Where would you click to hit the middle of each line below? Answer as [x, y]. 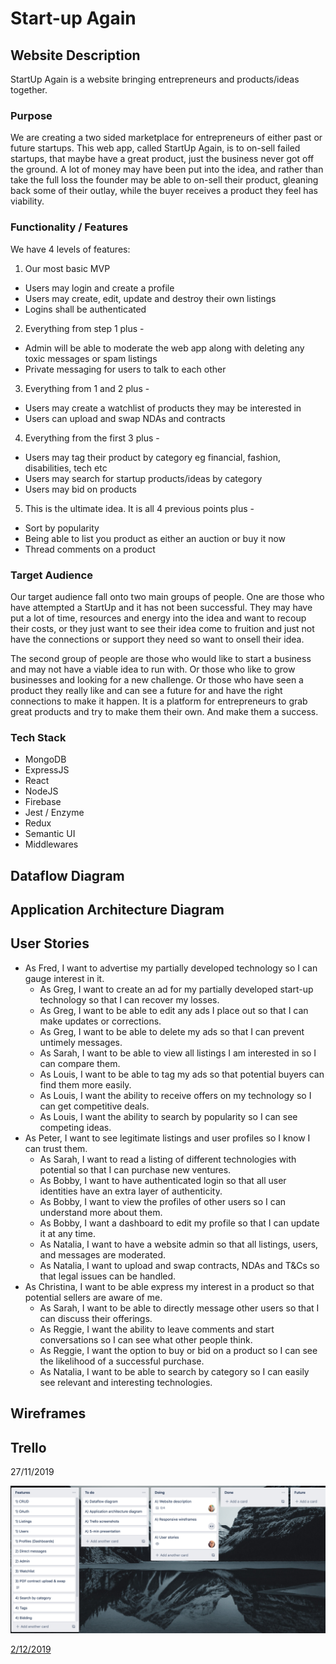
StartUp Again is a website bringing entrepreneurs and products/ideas [155, 79]
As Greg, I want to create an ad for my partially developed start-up [176, 989]
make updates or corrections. [100, 1021]
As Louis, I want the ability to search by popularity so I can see [168, 1116]
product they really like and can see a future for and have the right [146, 690]
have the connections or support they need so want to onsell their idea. [157, 639]
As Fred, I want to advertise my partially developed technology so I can [171, 968]
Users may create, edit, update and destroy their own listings [150, 298]
